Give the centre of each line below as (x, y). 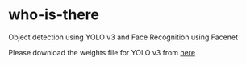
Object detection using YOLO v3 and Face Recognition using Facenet (123, 37)
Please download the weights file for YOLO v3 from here (102, 52)
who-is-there (54, 15)
